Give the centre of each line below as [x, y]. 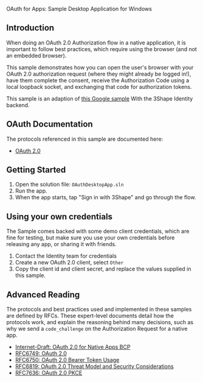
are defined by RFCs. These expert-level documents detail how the [90, 316]
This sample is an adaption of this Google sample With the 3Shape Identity [100, 98]
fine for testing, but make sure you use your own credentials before [91, 238]
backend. [18, 105]
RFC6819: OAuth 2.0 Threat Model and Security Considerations [95, 366]
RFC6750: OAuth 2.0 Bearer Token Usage [67, 360]
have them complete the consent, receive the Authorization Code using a [98, 80]
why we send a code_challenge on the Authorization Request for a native [97, 329]
